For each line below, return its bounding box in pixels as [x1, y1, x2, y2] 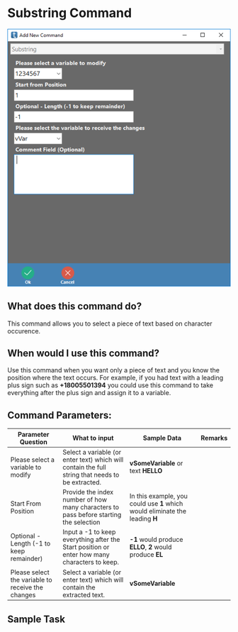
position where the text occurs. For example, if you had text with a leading [7, 374, 224, 382]
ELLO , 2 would [130, 543, 172, 551]
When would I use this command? [7, 347, 160, 359]
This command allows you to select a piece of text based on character [7, 319, 212, 328]
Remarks [200, 434, 228, 443]
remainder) [10, 554, 43, 562]
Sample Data [142, 434, 182, 443]
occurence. [7, 326, 41, 335]
